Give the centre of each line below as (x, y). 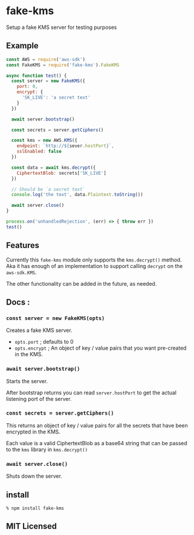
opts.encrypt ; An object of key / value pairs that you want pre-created (101, 348)
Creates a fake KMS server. (39, 330)
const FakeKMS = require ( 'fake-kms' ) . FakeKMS (63, 65)
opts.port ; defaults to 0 (44, 342)
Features (23, 245)
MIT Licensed (31, 526)
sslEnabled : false (39, 152)
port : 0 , (27, 87)
